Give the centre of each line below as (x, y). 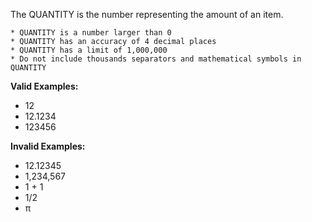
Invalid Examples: (48, 146)
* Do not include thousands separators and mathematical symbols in (156, 59)
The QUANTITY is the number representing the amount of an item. (147, 14)
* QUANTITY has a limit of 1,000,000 (89, 50)
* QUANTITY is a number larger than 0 (91, 33)
